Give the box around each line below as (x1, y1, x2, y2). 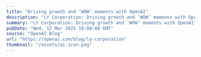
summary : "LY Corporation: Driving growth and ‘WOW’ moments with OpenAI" (6, 20, 197, 26)
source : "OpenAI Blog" (6, 31, 63, 37)
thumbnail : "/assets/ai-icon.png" (6, 42, 93, 48)
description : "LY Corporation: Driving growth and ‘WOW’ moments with (6, 14, 186, 20)
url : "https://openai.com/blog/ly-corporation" (6, 36, 127, 42)
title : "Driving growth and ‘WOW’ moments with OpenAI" (6, 8, 148, 15)
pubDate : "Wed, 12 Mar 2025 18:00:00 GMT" (6, 25, 114, 31)
